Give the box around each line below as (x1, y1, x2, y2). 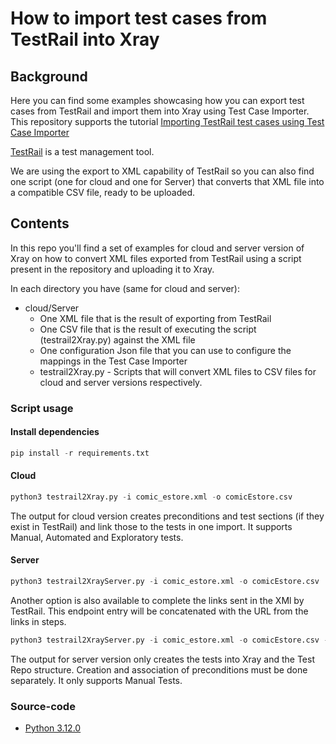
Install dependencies (10, 426, 100, 438)
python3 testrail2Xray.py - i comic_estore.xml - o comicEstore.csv (10, 492, 293, 502)
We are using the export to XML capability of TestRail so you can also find (10, 165, 315, 177)
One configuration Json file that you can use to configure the (39, 344, 292, 356)
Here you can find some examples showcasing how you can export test (10, 95, 305, 106)
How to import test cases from (10, 7, 268, 30)
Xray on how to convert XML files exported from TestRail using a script (10, 252, 302, 264)
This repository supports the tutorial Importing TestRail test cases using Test (10, 116, 325, 127)
